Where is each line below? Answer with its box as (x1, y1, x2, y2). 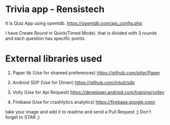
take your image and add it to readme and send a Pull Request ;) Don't (5, 108, 152, 114)
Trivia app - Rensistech (5, 4, 105, 15)
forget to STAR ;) (5, 114, 40, 120)
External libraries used (5, 53, 102, 65)
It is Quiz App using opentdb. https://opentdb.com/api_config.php (5, 20, 143, 26)
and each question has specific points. (5, 35, 86, 41)
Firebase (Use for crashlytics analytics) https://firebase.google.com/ (12, 99, 156, 105)
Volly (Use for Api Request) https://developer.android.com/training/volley (12, 89, 165, 95)
